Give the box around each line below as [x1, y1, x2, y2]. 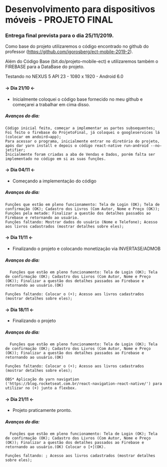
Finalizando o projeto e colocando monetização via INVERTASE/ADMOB [12, 246, 161, 252]
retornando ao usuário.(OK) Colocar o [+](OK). [5, 444, 106, 449]
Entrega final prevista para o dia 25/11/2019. [5, 32, 114, 39]
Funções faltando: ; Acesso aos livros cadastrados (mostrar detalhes [5, 453, 155, 458]
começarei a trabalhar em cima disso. [12, 101, 90, 107]
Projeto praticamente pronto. [12, 407, 72, 413]
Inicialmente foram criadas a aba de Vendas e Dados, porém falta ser [5, 152, 155, 157]
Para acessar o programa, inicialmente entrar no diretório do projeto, [5, 139, 160, 144]
